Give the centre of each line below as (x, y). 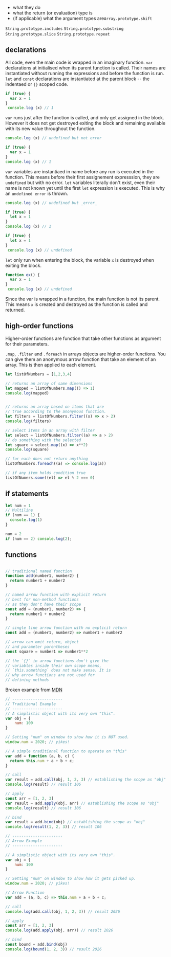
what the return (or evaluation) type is (53, 13)
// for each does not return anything (47, 459)
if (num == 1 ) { (23, 515)
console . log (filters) (28, 421)
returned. (15, 310)
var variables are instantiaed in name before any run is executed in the (80, 171)
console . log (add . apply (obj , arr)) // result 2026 (59, 930)
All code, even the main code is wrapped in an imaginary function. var (79, 62)
